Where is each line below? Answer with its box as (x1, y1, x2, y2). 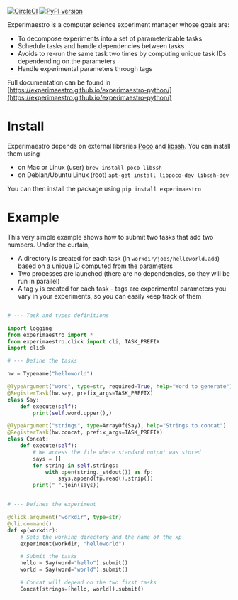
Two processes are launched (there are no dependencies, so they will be (17, 269, 230, 277)
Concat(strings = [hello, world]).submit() (20, 585, 144, 593)
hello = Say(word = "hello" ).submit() (20, 559, 129, 567)
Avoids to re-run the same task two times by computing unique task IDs (17, 50, 227, 58)
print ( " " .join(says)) (33, 482, 100, 489)
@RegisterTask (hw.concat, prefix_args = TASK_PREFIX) (7, 429, 163, 436)
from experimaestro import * (7, 331, 93, 338)
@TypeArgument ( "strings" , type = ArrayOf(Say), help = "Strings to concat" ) (7, 422, 227, 429)
